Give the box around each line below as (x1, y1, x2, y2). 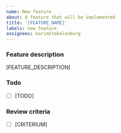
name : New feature (6, 8, 52, 15)
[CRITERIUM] (14, 121, 47, 128)
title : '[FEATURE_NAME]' (6, 20, 68, 26)
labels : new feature (6, 25, 58, 31)
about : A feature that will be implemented (6, 14, 116, 20)
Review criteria (6, 107, 50, 116)
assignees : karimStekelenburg (6, 31, 81, 37)
